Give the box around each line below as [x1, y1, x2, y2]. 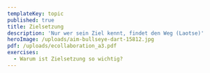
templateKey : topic [7, 10, 64, 17]
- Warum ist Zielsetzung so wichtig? [13, 56, 123, 63]
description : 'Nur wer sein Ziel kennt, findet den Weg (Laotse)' [7, 29, 204, 37]
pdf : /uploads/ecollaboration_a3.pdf [7, 42, 117, 49]
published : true [7, 17, 54, 24]
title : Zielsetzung [7, 23, 64, 30]
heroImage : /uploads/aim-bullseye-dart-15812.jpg [7, 36, 155, 43]
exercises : [7, 49, 39, 56]
